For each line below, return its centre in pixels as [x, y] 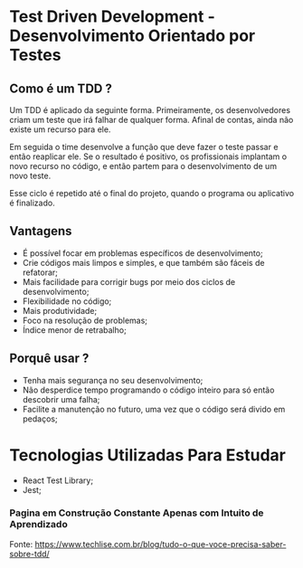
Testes [35, 55]
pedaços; [40, 419]
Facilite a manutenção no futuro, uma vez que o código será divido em [154, 409]
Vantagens [41, 231]
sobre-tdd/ [29, 554]
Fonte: [21, 544]
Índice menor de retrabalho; [74, 330]
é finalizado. [33, 203]
